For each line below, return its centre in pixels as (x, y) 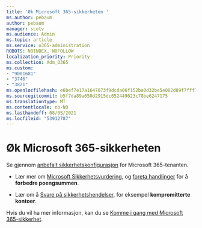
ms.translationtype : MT (36, 101)
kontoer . (26, 201)
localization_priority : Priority (48, 57)
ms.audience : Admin (31, 34)
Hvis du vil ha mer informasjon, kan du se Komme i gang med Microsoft (95, 213)
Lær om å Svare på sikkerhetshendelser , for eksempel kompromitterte (103, 195)
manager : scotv (25, 29)
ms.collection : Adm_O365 (37, 62)
